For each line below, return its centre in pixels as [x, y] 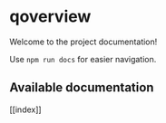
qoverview [50, 17]
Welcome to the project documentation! [83, 42]
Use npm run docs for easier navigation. [83, 59]
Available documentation [82, 88]
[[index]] [26, 109]
